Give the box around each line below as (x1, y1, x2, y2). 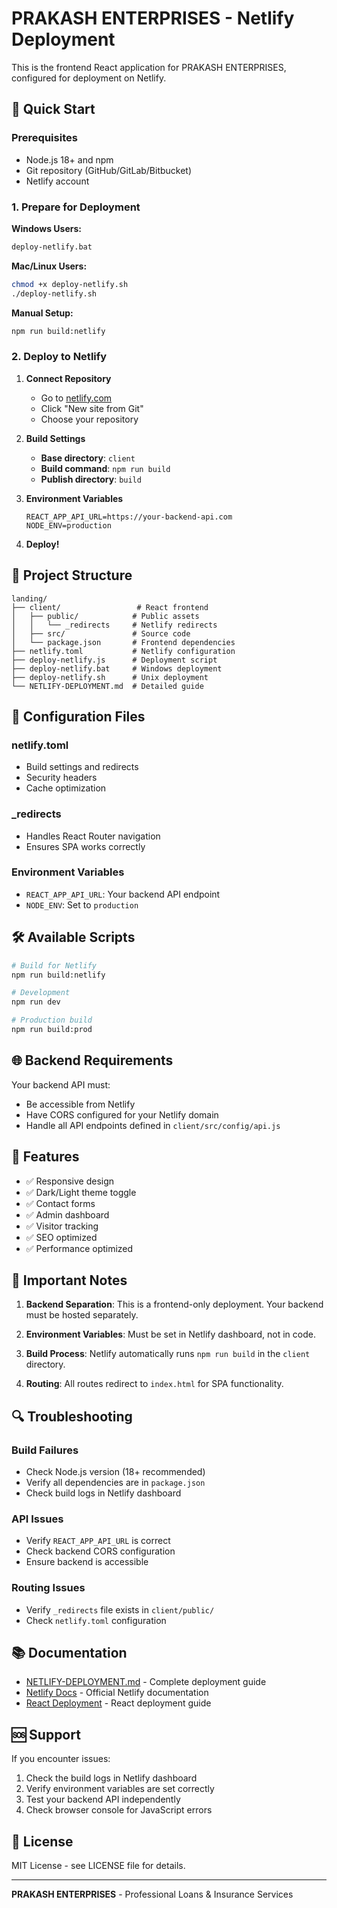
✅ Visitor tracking (25, 1220, 99, 1232)
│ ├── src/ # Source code (11, 628, 191, 639)
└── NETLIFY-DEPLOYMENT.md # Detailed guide (11, 681, 204, 691)
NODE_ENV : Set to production (25, 898, 139, 911)
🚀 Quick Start (11, 101, 96, 118)
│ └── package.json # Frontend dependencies (11, 637, 236, 647)
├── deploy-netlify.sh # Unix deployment (11, 672, 209, 682)
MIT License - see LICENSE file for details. (11, 1860, 186, 1872)
